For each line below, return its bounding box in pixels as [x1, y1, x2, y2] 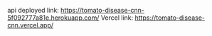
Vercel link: [100, 13, 134, 22]
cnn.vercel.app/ [7, 21, 54, 29]
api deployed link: [7, 6, 59, 14]
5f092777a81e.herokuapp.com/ [7, 13, 100, 22]
